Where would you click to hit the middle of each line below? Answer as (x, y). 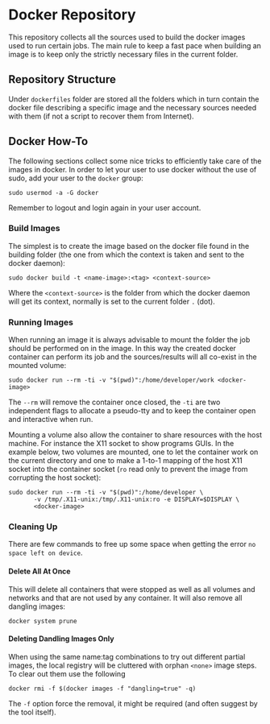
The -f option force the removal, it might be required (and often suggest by (133, 703)
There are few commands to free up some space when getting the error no (132, 544)
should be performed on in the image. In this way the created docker (122, 349)
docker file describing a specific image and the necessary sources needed (133, 107)
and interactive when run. (51, 420)
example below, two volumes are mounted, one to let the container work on (133, 452)
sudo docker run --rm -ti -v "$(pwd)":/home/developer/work (112, 380)
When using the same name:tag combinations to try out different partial (127, 656)
